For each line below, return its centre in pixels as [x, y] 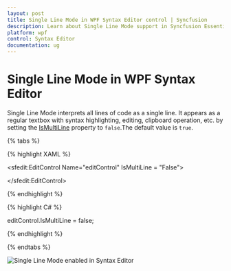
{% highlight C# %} [35, 207]
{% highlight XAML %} [39, 154]
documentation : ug [33, 45]
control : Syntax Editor [41, 39]
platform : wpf [27, 33]
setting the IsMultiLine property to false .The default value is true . [100, 127]
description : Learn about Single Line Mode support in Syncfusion [104, 26]
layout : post [26, 13]
